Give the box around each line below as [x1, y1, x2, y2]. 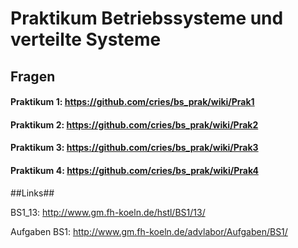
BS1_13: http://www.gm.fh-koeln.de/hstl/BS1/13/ [10, 206, 206, 218]
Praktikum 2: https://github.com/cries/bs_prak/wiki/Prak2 [10, 118, 259, 131]
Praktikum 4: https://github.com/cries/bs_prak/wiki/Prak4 [10, 164, 259, 176]
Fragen [10, 68, 56, 85]
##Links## [10, 187, 55, 199]
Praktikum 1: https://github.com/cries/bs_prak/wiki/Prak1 [10, 96, 255, 108]
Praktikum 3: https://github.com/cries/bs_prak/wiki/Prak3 [10, 142, 259, 154]
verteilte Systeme [10, 28, 162, 51]
